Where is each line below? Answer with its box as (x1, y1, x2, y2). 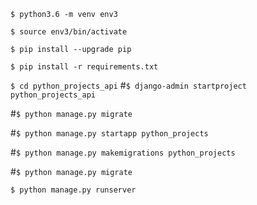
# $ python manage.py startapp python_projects (10, 127, 209, 139)
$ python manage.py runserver (10, 185, 137, 195)
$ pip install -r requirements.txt (10, 62, 159, 72)
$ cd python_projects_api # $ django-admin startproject (10, 80, 247, 91)
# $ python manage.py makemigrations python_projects (10, 146, 236, 158)
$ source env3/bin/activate (10, 27, 128, 37)
